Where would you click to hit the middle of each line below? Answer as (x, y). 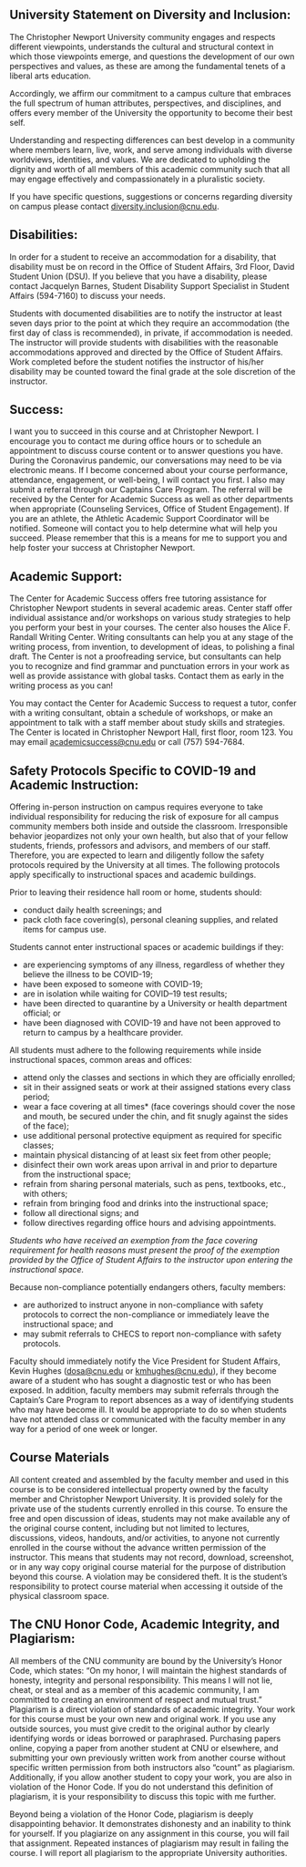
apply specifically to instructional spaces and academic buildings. (133, 875)
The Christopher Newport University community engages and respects (143, 36)
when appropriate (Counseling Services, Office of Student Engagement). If (149, 509)
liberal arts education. (50, 76)
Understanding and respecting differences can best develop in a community (153, 139)
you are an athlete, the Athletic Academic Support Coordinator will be (140, 519)
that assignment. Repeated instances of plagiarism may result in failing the (149, 1843)
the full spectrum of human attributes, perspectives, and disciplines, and (146, 103)
